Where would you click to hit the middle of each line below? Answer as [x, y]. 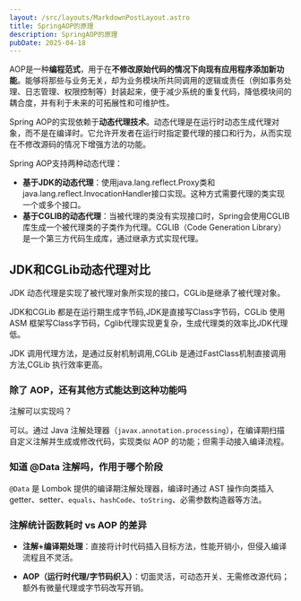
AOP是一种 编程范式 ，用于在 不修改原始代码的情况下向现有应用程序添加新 [143, 69]
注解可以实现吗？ [41, 411]
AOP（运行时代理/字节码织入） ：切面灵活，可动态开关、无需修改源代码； [155, 576]
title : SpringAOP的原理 [52, 26]
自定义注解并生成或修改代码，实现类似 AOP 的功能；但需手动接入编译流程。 [149, 441]
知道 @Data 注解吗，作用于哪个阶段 [86, 467]
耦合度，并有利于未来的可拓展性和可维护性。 [92, 103]
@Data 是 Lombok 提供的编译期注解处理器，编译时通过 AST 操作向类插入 [142, 488]
